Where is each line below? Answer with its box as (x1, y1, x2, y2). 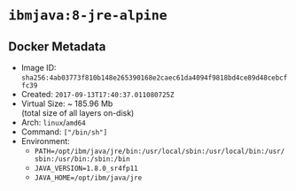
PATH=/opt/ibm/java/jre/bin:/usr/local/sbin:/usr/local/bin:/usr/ (34, 147, 285, 156)
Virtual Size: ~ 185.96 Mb (20, 98, 113, 109)
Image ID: (20, 63, 57, 73)
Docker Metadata (8, 39, 106, 54)
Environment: (20, 136, 70, 146)
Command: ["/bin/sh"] (20, 126, 108, 137)
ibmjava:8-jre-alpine (8, 7, 167, 24)
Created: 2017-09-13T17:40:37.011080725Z (20, 89, 175, 99)
